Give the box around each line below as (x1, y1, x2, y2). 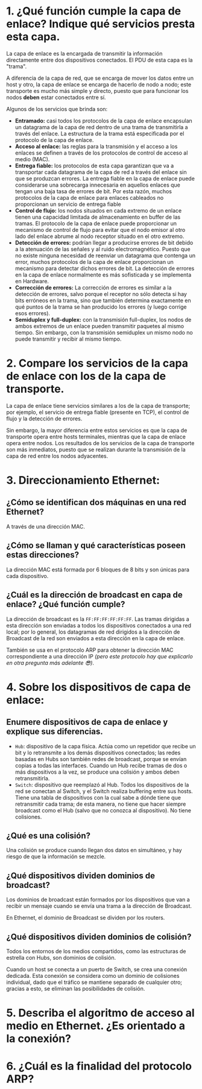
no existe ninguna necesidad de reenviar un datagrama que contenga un (14, 252, 196, 259)
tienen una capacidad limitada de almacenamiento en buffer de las (14, 213, 181, 220)
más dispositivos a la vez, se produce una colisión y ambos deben (14, 768, 180, 776)
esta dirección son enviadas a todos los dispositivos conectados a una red (6, 622, 192, 629)
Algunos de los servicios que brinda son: (6, 105, 108, 112)
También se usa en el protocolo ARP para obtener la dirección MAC (6, 646, 174, 654)
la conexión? (6, 1032, 71, 1046)
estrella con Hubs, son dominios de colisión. (6, 954, 116, 961)
